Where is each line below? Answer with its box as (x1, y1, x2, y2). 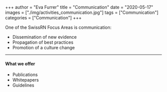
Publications (12, 72, 38, 78)
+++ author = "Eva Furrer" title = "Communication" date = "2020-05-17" (5, 4, 154, 10)
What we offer (5, 61, 36, 67)
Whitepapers (12, 77, 39, 83)
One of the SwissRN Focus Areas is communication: (5, 24, 112, 30)
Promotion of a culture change (12, 45, 75, 50)
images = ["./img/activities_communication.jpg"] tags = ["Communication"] (5, 9, 159, 15)
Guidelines (12, 82, 35, 89)
